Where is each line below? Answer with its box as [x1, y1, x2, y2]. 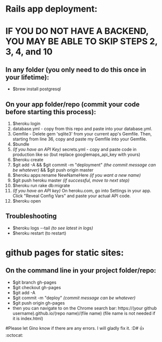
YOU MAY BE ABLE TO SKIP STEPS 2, [5, 36, 158, 47]
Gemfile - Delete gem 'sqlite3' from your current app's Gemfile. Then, [12, 131, 152, 137]
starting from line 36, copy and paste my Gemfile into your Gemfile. [12, 136, 147, 142]
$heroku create [12, 157, 44, 162]
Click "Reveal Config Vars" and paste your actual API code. [12, 193, 131, 199]
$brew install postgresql [12, 86, 61, 92]
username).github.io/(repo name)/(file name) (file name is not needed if [12, 310, 156, 316]
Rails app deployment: [5, 3, 97, 15]
